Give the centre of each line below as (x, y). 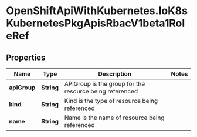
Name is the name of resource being (114, 118)
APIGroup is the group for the (105, 84)
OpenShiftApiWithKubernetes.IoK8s (97, 11)
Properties (26, 57)
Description (115, 74)
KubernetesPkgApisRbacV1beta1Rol (96, 23)
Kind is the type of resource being (111, 101)
